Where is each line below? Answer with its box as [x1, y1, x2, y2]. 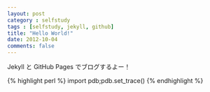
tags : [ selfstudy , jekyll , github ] [7, 23, 114, 30]
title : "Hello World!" [7, 29, 73, 37]
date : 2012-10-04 [7, 36, 58, 43]
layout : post [7, 10, 45, 17]
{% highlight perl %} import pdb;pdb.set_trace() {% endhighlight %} [7, 77, 204, 84]
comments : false [7, 43, 55, 49]
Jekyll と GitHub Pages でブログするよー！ [7, 63, 131, 70]
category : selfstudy [7, 17, 71, 24]
